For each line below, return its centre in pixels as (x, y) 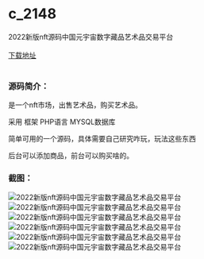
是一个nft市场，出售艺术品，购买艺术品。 (75, 105)
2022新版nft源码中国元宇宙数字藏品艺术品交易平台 (90, 37)
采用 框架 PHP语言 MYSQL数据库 (62, 122)
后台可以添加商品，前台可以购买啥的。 (71, 156)
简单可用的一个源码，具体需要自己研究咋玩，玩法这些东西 (102, 139)
